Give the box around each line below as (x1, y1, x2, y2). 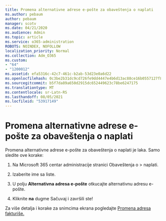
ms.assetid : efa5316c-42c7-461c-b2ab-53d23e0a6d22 (5, 72, 112, 76)
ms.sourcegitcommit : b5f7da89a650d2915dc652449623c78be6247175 (5, 80, 138, 85)
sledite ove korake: (5, 152, 43, 158)
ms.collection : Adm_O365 (5, 53, 56, 58)
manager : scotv (5, 21, 37, 26)
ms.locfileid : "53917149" (5, 99, 58, 104)
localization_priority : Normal (5, 48, 70, 53)
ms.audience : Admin (5, 30, 45, 35)
